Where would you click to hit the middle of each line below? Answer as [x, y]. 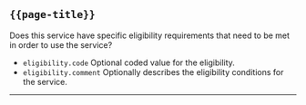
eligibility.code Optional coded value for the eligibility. [128, 62]
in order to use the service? [61, 44]
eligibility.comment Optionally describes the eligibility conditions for [153, 72]
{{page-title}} [52, 15]
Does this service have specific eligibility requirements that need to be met [149, 35]
